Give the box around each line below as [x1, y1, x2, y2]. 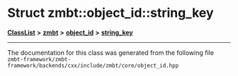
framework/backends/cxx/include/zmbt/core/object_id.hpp [7, 62, 179, 69]
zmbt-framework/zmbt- [7, 56, 72, 63]
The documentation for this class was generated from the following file [7, 48, 215, 57]
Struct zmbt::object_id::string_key [7, 5, 214, 21]
